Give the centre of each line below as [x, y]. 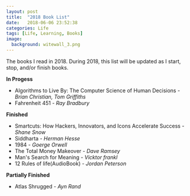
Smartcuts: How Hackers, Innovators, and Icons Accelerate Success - [99, 126]
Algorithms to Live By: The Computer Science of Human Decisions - [97, 90]
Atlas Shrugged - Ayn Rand [48, 186]
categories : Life [27, 28]
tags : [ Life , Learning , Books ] [45, 34]
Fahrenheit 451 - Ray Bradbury [52, 103]
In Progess [19, 79]
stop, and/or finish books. [37, 67]
